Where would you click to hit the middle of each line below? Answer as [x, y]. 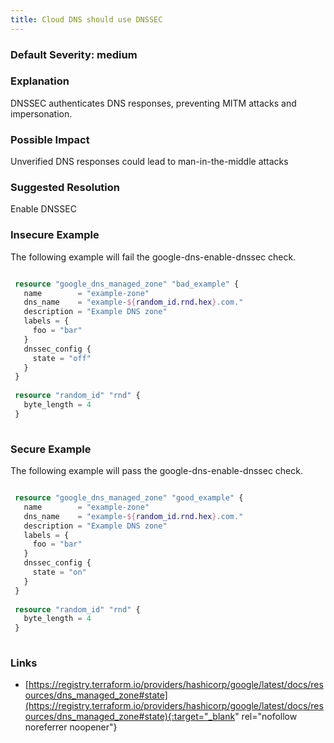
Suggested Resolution [65, 188]
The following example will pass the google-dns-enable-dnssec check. [156, 471]
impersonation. [41, 113]
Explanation [40, 81]
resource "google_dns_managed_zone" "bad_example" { [127, 284]
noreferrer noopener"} [71, 727]
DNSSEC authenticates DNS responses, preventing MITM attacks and [153, 103]
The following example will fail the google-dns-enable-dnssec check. [153, 257]
